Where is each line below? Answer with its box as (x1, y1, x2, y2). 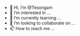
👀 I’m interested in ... (9, 10, 51, 16)
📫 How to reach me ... (9, 26, 55, 31)
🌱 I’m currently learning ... (9, 15, 62, 20)
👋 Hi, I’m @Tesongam (9, 5, 53, 10)
